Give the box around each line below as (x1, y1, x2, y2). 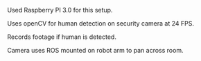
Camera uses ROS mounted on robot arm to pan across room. (7, 46, 184, 54)
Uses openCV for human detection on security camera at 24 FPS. (7, 19, 194, 27)
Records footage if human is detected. (7, 33, 116, 41)
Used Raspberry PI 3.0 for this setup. (7, 6, 113, 14)
